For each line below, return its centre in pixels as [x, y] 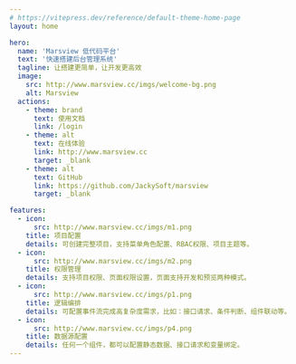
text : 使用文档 [59, 119]
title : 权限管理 [53, 269]
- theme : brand [54, 110]
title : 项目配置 [53, 235]
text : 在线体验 [59, 144]
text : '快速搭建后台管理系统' [67, 60]
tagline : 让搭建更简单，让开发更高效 [80, 68]
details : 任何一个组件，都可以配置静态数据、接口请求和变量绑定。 [135, 345]
